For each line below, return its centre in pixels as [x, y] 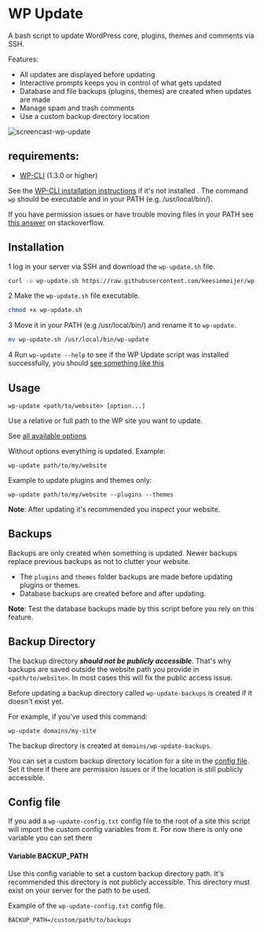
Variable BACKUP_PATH [48, 856]
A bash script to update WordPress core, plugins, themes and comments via [131, 35]
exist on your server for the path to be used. [79, 890]
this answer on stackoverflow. [57, 222]
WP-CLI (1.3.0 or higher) [59, 175]
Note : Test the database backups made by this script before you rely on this [131, 608]
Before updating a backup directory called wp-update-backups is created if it [130, 693]
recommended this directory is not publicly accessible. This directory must [129, 882]
